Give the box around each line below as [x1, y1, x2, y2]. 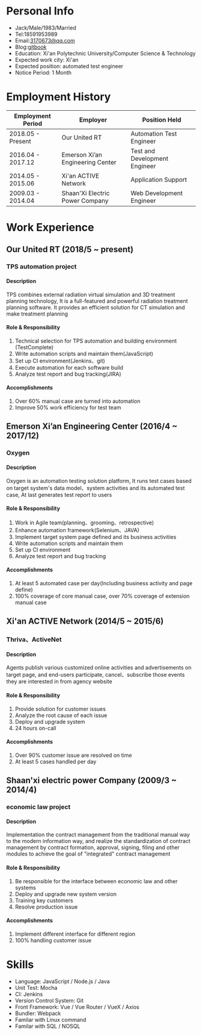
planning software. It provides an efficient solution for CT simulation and [6, 303, 185, 311]
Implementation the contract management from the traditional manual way [6, 831, 191, 838]
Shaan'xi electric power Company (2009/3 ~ [6, 775, 177, 786]
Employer [79, 116, 107, 124]
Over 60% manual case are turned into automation [14, 397, 141, 405]
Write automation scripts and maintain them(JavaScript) [14, 350, 153, 357]
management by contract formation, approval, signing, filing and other [6, 844, 180, 851]
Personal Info [6, 4, 74, 18]
